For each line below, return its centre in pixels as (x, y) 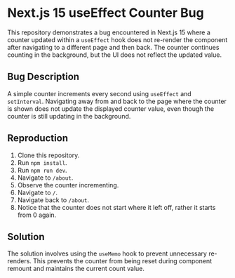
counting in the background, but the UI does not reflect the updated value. (115, 55)
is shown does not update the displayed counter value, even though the (111, 108)
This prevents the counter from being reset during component (122, 261)
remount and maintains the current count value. (76, 269)
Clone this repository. (48, 155)
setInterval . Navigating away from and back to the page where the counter (117, 101)
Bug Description (43, 77)
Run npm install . (42, 162)
